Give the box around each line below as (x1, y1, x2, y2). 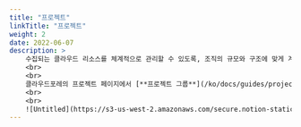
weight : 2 (9, 30, 47, 38)
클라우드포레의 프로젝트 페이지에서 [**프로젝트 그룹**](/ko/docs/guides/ (25, 80, 269, 89)
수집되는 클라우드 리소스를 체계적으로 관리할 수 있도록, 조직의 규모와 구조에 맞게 (25, 55, 285, 63)
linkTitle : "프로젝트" (9, 21, 87, 30)
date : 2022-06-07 (9, 38, 74, 47)
